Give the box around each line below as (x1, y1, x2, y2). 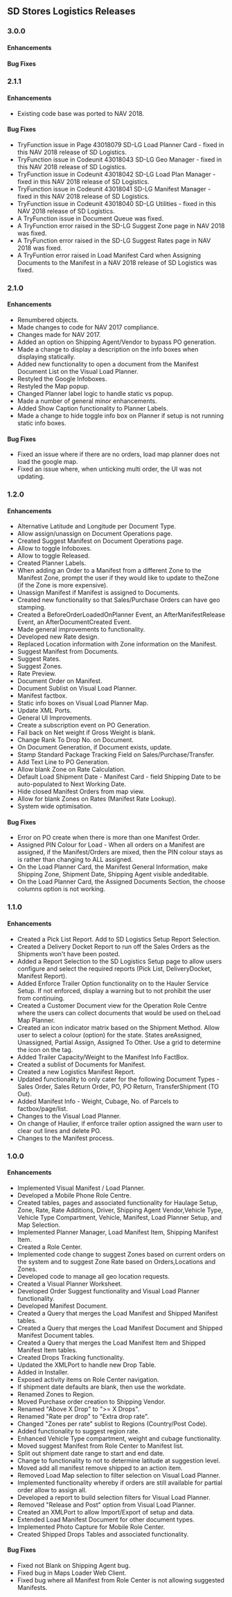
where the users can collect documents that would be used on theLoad (17, 1008, 221, 1017)
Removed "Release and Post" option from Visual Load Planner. (17, 1501, 196, 1509)
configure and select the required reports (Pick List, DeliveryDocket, (17, 964, 213, 973)
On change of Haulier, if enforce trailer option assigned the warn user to (17, 1119, 223, 1128)
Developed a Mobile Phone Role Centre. (17, 1191, 132, 1199)
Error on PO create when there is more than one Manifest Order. (17, 834, 200, 842)
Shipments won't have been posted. (17, 949, 121, 958)
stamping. (17, 603, 46, 612)
